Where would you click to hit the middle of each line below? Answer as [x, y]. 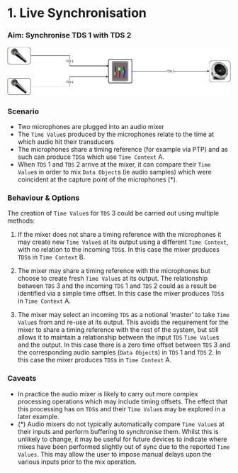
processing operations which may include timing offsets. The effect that [123, 401]
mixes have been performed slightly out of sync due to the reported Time [124, 446]
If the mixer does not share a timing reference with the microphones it [119, 235]
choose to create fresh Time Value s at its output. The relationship [113, 279]
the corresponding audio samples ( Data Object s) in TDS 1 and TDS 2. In [119, 352]
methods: [21, 221]
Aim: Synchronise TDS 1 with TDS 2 [69, 35]
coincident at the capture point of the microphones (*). [97, 179]
